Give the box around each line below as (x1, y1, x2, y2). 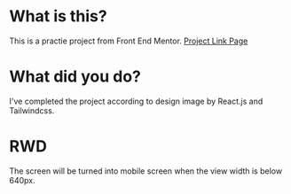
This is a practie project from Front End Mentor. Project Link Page (9, 35, 248, 46)
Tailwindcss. (9, 105, 55, 116)
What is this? (9, 6, 108, 27)
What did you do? (9, 66, 142, 87)
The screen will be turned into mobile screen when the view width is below (9, 166, 282, 176)
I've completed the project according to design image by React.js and (9, 96, 263, 106)
